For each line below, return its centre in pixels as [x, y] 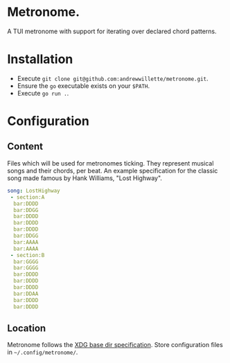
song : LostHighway [34, 191]
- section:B [27, 255]
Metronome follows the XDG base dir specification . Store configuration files [115, 345]
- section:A [27, 197]
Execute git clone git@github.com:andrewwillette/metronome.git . [113, 78]
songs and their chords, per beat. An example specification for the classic [113, 170]
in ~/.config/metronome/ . [43, 352]
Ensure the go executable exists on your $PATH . [83, 86]
